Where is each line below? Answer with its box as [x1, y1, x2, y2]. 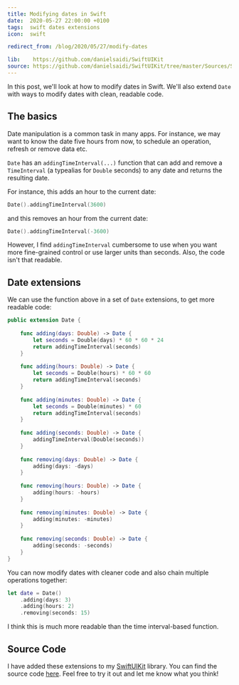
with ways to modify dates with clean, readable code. [7, 90, 164, 98]
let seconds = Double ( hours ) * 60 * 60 [33, 370, 152, 377]
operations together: [7, 575, 68, 584]
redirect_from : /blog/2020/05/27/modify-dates [7, 43, 148, 51]
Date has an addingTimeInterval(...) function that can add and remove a [7, 158, 223, 167]
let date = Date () [7, 589, 62, 597]
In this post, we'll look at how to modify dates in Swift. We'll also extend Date [7, 82, 231, 91]
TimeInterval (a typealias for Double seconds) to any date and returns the [7, 165, 223, 175]
